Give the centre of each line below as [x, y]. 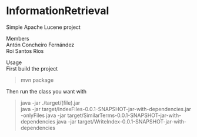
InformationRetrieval [58, 11]
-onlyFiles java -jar [43, 115]
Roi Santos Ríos [25, 51]
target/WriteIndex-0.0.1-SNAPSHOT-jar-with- [132, 121]
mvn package [37, 80]
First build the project [32, 68]
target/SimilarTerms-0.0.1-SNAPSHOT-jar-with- [124, 115]
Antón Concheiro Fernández [40, 45]
